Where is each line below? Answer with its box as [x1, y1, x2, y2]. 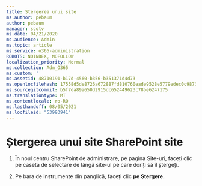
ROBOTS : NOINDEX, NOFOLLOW [6, 53, 74, 59]
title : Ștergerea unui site [6, 8, 77, 15]
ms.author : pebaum [6, 14, 52, 20]
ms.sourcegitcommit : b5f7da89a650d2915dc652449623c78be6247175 [6, 87, 168, 93]
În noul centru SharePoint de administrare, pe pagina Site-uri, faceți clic [14, 155, 192, 162]
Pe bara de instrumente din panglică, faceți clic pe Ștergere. [14, 173, 165, 180]
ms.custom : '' [6, 70, 42, 76]
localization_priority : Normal [6, 59, 85, 65]
